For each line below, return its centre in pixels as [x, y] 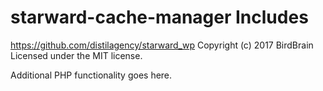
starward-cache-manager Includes [159, 17]
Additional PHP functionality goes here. [91, 75]
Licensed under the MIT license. [76, 55]
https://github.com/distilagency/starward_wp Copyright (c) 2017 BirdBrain [162, 45]
